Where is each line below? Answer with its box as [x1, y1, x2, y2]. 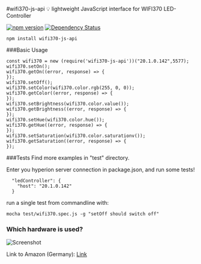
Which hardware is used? [6, 225, 83, 234]
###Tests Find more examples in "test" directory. [6, 154, 130, 161]
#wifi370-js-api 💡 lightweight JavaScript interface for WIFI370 [6, 5, 163, 12]
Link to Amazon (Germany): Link [6, 251, 87, 258]
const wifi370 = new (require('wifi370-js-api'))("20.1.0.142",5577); [6, 58, 189, 64]
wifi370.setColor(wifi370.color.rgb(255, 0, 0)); [6, 85, 135, 91]
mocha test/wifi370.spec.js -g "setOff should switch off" [6, 211, 160, 217]
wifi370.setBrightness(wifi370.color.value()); [6, 101, 130, 107]
